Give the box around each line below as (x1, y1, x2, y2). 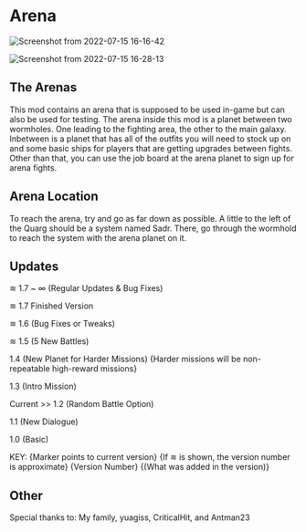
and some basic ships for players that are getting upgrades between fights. (9, 142, 292, 153)
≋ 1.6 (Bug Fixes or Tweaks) (9, 318, 116, 329)
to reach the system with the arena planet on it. (9, 232, 187, 243)
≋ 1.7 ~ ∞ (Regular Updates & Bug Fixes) (9, 283, 164, 294)
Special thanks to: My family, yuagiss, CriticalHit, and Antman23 (9, 512, 250, 523)
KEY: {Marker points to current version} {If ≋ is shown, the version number (9, 452, 290, 463)
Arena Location (9, 189, 99, 204)
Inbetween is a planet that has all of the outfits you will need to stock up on (9, 133, 291, 144)
